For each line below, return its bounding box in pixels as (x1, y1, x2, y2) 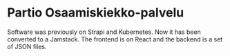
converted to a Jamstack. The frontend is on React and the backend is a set (7, 35, 223, 43)
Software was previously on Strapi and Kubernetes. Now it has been (7, 28, 202, 36)
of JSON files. (7, 42, 47, 50)
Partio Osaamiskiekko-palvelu (7, 5, 184, 21)
